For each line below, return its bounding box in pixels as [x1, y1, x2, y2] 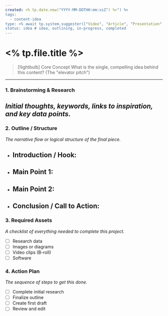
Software [12, 255, 31, 261]
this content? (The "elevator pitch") [17, 70, 90, 76]
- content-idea [9, 17, 41, 22]
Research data [12, 238, 42, 244]
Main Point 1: [12, 168, 53, 176]
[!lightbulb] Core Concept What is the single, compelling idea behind [17, 64, 158, 70]
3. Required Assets [5, 217, 52, 224]
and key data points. [5, 110, 71, 118]
